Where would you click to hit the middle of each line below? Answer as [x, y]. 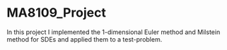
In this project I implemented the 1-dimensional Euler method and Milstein [113, 32]
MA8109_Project [57, 13]
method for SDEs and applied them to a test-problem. [85, 39]
